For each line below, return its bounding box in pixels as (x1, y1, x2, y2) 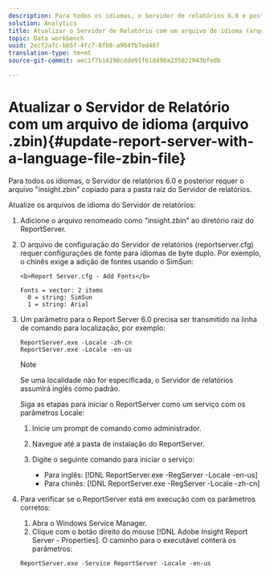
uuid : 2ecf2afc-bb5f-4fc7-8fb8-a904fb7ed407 (8, 42, 160, 50)
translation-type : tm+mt (8, 49, 92, 57)
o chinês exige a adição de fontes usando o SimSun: (19, 256, 194, 266)
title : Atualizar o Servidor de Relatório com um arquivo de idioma (8, 27, 243, 35)
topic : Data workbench (8, 34, 84, 43)
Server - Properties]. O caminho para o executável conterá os (31, 535, 237, 544)
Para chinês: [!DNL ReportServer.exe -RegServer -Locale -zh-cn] (43, 479, 260, 488)
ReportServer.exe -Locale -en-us (19, 345, 133, 353)
